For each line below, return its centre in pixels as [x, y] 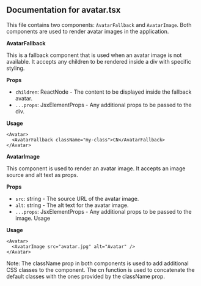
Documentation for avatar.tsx [64, 10]
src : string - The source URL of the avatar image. [77, 198]
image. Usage [33, 218]
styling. [16, 68]
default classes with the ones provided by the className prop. [86, 276]
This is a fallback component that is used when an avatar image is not [94, 55]
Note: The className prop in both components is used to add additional [97, 263]
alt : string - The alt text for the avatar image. [72, 205]
